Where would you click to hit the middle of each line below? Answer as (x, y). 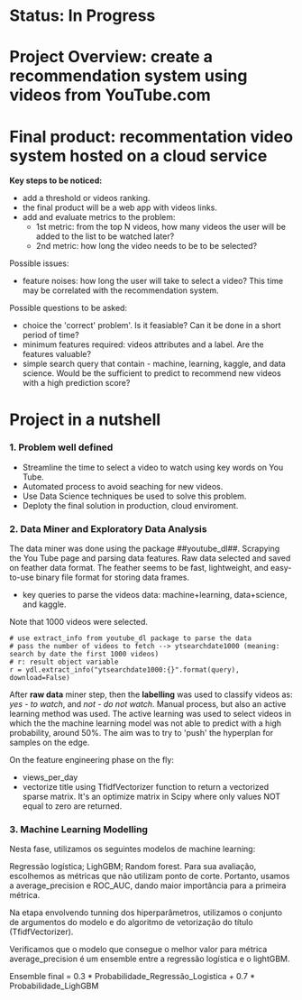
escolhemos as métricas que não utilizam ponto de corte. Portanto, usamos (150, 876)
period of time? (50, 335)
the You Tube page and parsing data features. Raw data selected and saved (150, 558)
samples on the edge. (50, 743)
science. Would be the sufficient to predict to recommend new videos (151, 373)
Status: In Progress (82, 16)
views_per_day (50, 777)
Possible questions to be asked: (69, 308)
